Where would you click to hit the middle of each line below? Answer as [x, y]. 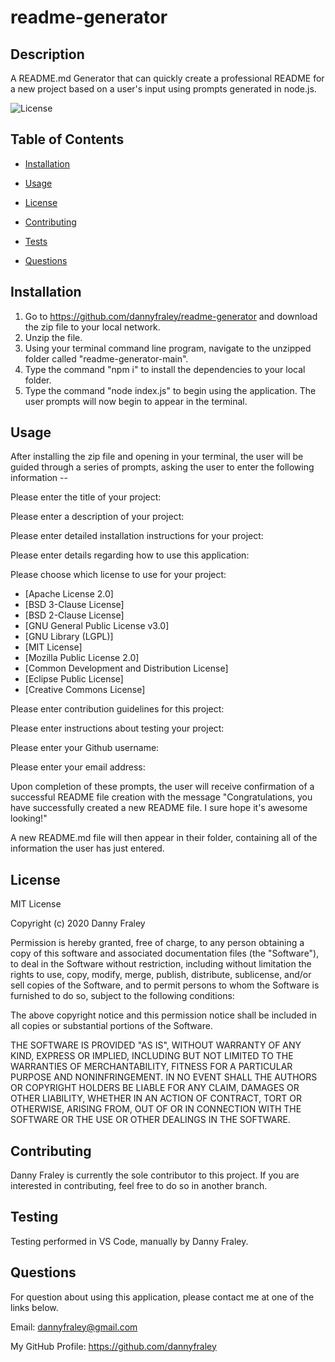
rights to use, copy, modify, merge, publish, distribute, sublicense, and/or [161, 975]
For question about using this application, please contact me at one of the [162, 1297]
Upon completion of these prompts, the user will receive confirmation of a [162, 787]
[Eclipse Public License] [74, 679]
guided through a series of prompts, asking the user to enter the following [162, 467]
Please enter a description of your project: [97, 517]
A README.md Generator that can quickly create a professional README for [167, 78]
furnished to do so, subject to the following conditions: [122, 996]
